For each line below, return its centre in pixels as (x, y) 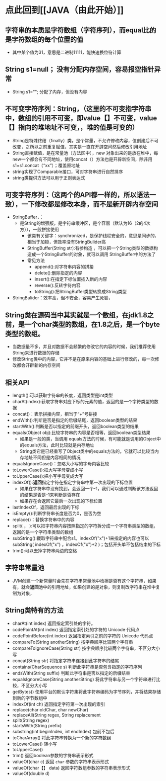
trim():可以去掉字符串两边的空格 (45, 551)
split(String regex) (31, 720)
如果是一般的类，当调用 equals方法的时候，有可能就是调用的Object (88, 439)
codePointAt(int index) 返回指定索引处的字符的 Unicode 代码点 (76, 629)
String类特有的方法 (34, 610)
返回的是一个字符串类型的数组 (43, 532)
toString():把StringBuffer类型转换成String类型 (81, 292)
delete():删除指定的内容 (58, 273)
